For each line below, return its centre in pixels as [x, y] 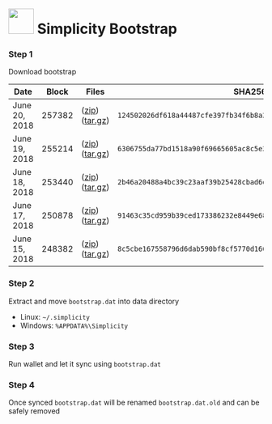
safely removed [34, 411]
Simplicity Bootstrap [107, 29]
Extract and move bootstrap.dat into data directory [94, 301]
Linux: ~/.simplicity [55, 316]
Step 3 [21, 346]
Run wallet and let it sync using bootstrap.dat [85, 364]
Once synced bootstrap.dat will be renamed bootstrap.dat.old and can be [134, 403]
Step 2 [21, 283]
